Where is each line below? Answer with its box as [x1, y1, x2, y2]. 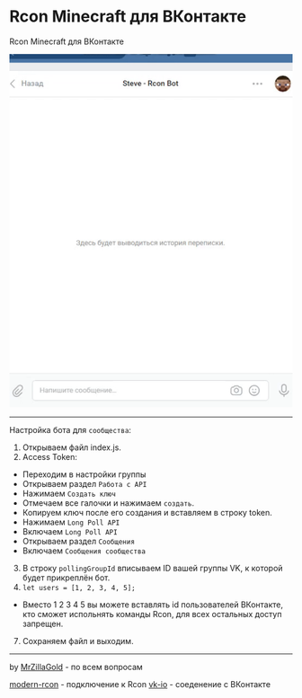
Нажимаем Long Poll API [22, 517, 120, 527]
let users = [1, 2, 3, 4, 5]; [22, 583, 137, 592]
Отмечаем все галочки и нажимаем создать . [22, 497, 195, 508]
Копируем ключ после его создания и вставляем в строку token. [22, 507, 272, 517]
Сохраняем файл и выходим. [22, 635, 134, 646]
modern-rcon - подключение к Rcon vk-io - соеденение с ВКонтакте [9, 678, 271, 689]
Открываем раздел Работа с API [22, 478, 147, 489]
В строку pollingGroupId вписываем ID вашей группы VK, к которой [22, 562, 283, 573]
